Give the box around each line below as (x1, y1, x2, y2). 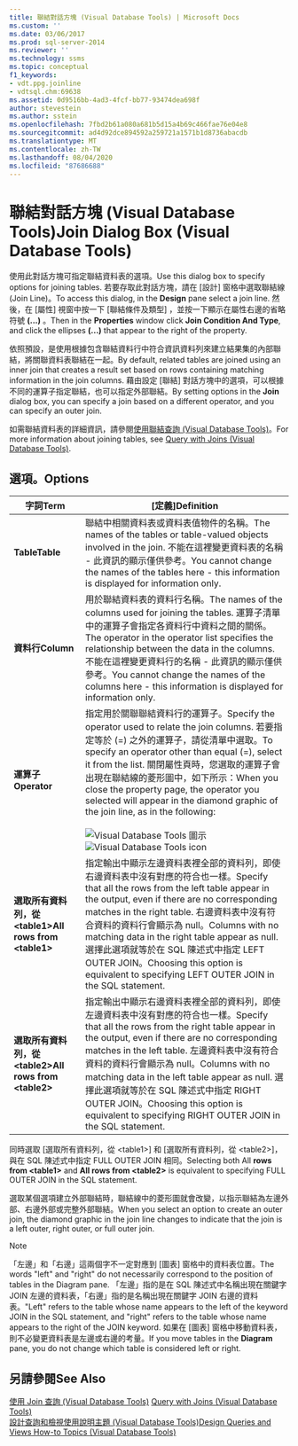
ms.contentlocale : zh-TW (9, 145, 101, 153)
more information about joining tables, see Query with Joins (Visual (9, 434, 255, 444)
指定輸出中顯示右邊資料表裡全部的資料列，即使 (85, 996, 281, 1008)
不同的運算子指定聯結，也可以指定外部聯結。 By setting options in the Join (9, 387, 279, 397)
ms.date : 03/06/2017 (9, 29, 86, 38)
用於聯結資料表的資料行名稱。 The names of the (85, 593, 283, 606)
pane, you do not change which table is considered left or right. (9, 1343, 241, 1354)
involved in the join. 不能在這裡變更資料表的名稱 (85, 542, 284, 554)
